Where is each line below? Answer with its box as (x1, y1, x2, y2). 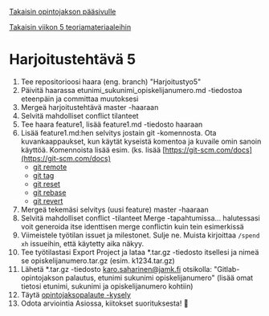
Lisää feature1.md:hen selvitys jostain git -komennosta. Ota (20, 128, 217, 137)
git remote (32, 162, 67, 172)
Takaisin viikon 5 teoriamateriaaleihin (9, 22, 132, 31)
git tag (32, 170, 55, 180)
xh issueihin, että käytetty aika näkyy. (20, 238, 145, 248)
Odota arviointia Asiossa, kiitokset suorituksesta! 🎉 (20, 298, 189, 308)
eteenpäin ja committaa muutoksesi (20, 94, 139, 103)
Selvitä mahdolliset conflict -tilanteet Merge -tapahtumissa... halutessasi (20, 213, 260, 223)
